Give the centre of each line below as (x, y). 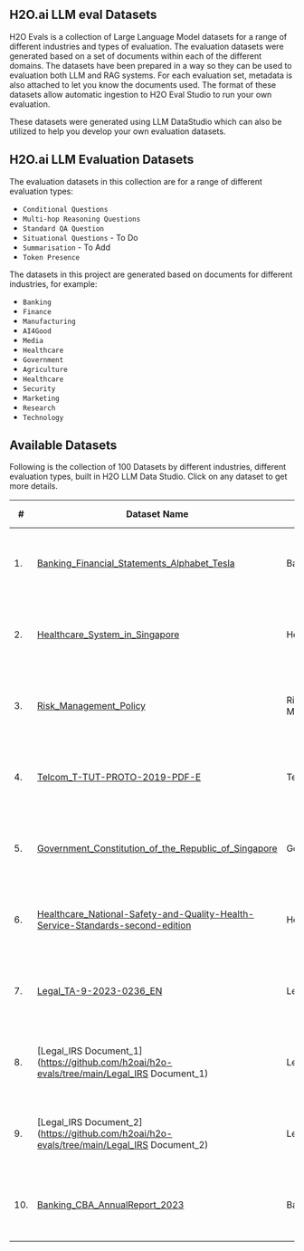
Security (39, 388)
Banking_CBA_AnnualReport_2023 (111, 1205)
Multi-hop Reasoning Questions (81, 219)
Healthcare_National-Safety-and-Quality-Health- (146, 914)
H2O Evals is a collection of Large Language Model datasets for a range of (148, 36)
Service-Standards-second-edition (114, 925)
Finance (37, 311)
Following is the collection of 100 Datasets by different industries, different (148, 467)
